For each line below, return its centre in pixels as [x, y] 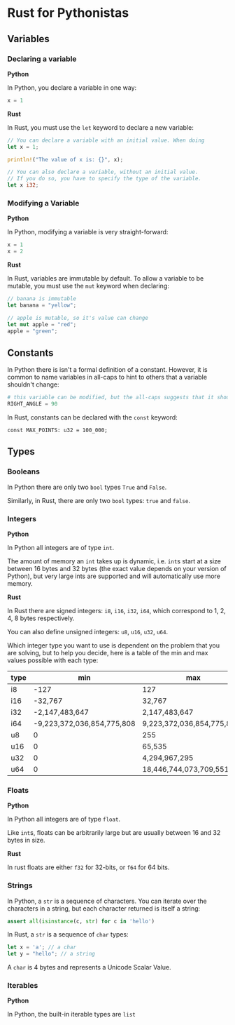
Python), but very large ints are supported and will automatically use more [114, 576]
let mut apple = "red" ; [42, 324]
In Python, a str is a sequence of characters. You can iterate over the [107, 901]
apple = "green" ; [33, 331]
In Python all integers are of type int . [61, 547]
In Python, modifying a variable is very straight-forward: [88, 232]
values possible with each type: [53, 660]
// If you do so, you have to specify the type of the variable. [104, 179]
